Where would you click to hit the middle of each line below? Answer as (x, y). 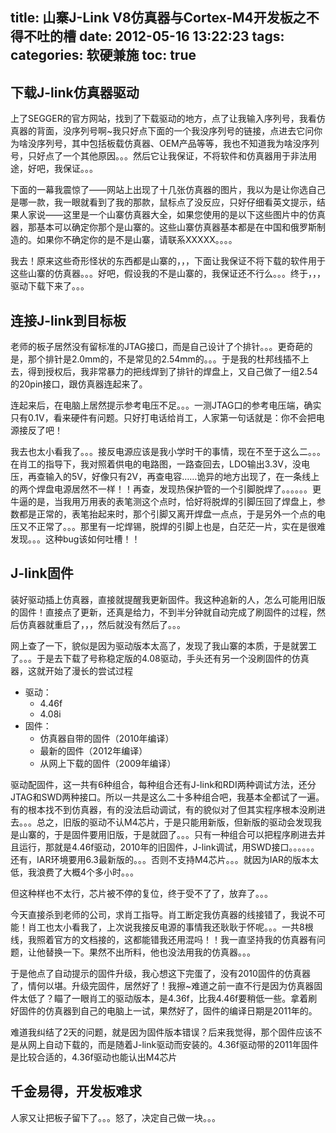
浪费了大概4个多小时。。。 (88, 872)
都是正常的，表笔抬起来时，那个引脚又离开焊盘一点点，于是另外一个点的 (167, 514)
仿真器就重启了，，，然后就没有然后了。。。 (102, 624)
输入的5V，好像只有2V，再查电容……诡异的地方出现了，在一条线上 (182, 477)
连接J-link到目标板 (68, 320)
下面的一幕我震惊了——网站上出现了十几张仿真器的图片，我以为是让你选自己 (168, 190)
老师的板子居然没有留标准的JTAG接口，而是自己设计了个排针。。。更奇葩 (157, 347)
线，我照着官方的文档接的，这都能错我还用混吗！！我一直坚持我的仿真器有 (163, 939)
